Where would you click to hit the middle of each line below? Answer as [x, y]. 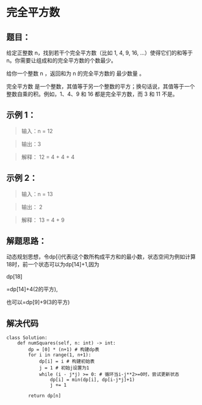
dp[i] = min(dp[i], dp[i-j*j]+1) [92, 380]
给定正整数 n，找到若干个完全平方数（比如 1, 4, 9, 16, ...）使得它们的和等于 [100, 53]
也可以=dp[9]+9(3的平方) [38, 302]
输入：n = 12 [37, 131]
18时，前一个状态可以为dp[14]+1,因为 [53, 265]
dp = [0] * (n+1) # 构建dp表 [64, 350]
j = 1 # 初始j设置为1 [64, 368]
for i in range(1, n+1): [60, 355]
